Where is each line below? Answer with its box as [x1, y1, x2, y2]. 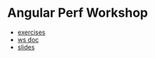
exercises [17, 28, 46, 36]
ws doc [17, 35, 39, 43]
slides [17, 43, 35, 51]
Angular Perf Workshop [7, 5, 149, 21]
